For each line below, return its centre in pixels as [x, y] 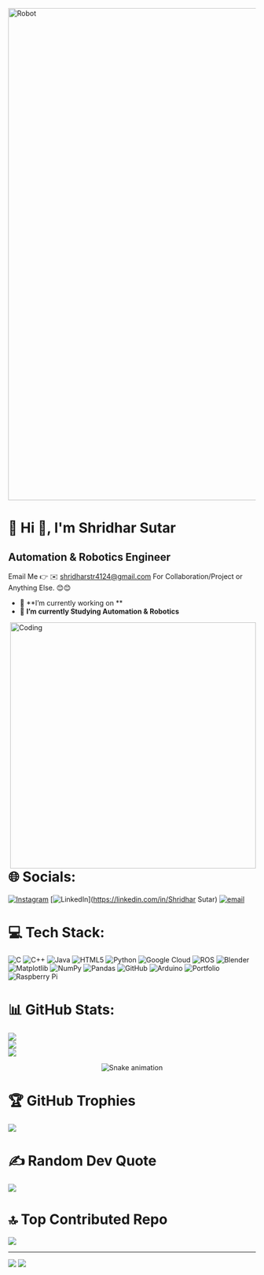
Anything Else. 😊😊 [40, 587]
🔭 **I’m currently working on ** [71, 603]
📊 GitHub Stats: [62, 1009]
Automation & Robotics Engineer [90, 557]
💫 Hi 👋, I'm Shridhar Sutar [92, 528]
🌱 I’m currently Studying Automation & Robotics [99, 611]
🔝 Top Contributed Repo [88, 1219]
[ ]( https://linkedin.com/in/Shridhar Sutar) [134, 899]
